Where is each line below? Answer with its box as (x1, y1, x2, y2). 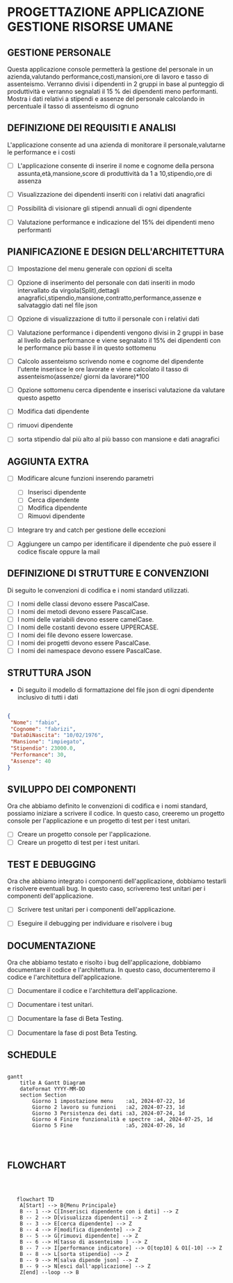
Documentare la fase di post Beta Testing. (17, 1028, 138, 1037)
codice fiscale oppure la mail (17, 547, 100, 556)
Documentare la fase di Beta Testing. (17, 1015, 124, 1023)
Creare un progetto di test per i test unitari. (17, 838, 140, 846)
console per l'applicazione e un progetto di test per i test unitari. (7, 816, 191, 825)
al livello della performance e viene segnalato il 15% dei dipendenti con (17, 337, 221, 345)
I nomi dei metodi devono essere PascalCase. (17, 607, 148, 615)
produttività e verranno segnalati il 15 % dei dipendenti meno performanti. (7, 88, 218, 95)
